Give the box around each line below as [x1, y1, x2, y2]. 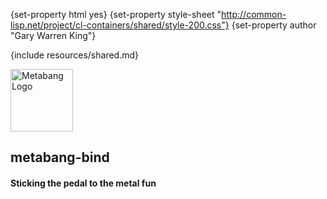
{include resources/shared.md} [10, 49, 140, 61]
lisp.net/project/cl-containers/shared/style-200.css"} [10, 19, 230, 31]
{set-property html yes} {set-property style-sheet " [10, 9, 222, 20]
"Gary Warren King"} [10, 30, 97, 41]
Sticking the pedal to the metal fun [10, 177, 157, 189]
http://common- [221, 9, 287, 20]
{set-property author [231, 19, 317, 31]
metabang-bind [10, 149, 110, 166]
